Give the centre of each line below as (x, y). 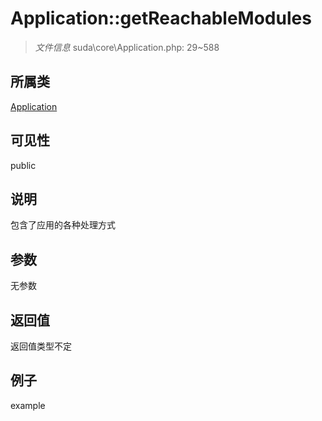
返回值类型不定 (41, 346)
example (28, 405)
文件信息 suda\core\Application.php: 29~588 (127, 47)
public (23, 165)
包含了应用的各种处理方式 (63, 225)
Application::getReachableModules (161, 18)
